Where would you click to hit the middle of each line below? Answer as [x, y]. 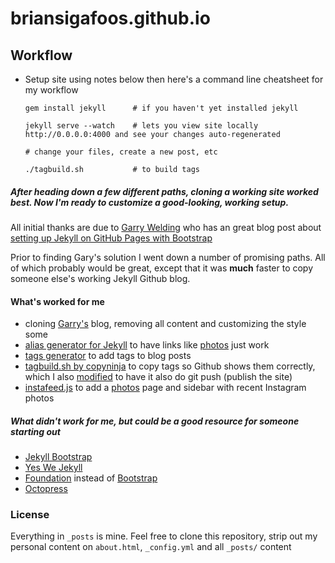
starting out [35, 431]
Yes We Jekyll [53, 468]
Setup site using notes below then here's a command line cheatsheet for [174, 79]
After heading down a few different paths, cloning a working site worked [164, 191]
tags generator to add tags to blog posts [108, 356]
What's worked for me [57, 301]
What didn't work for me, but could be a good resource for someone [155, 421]
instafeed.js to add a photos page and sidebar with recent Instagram [165, 388]
